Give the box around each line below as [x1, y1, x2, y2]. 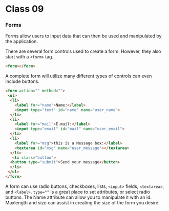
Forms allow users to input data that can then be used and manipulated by [5, 33, 162, 39]
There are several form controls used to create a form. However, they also [5, 48, 161, 54]
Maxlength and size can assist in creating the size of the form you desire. [5, 199, 160, 205]
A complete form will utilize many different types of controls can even [5, 73, 152, 79]
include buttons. [5, 78, 39, 85]
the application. [5, 38, 38, 45]
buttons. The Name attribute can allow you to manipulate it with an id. [5, 194, 152, 200]
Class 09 [5, 3, 44, 15]
